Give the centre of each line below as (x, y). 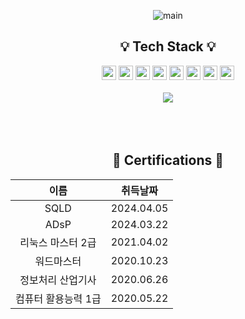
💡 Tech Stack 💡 (168, 46)
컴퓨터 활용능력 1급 (58, 298)
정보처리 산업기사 (58, 280)
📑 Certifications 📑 (168, 160)
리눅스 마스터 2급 (58, 242)
